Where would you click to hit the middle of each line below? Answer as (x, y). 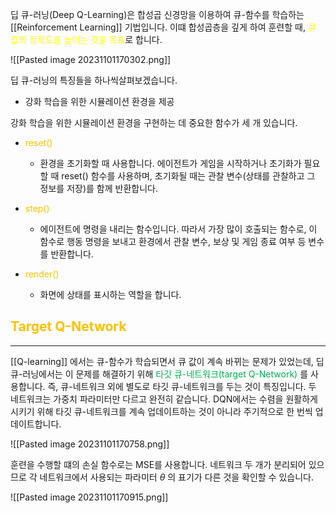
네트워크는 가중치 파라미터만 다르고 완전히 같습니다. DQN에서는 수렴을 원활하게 (164, 399)
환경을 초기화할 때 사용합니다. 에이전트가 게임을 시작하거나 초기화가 (170, 163)
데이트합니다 (35, 424)
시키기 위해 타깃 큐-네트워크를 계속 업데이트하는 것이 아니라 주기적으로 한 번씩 (161, 411)
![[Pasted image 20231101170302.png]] (91, 59)
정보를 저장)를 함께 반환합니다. (98, 188)
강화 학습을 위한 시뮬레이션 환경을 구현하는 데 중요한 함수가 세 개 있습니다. (154, 122)
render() (42, 274)
